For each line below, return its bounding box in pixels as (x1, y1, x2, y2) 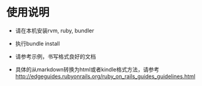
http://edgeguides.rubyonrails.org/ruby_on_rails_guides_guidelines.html (15, 73, 196, 80)
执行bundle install (15, 40, 60, 47)
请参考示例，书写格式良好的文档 (15, 52, 96, 60)
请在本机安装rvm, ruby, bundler (15, 27, 94, 34)
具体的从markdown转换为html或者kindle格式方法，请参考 (15, 65, 160, 73)
